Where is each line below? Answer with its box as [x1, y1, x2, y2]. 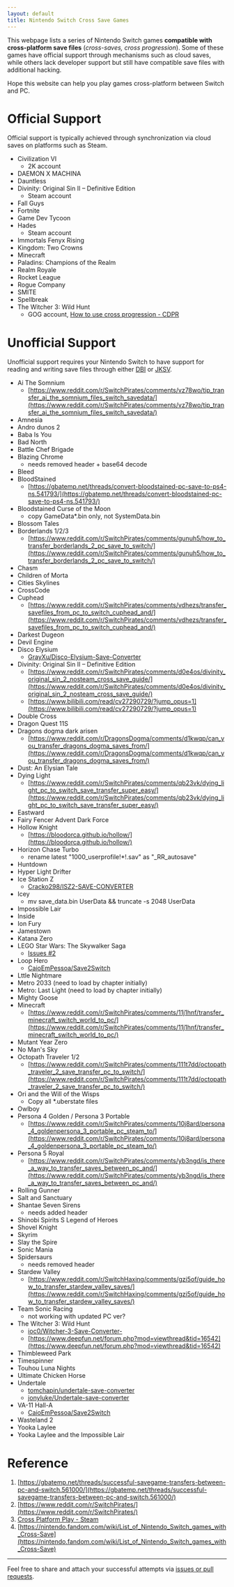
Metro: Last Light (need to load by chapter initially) [17, 986, 162, 994]
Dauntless [17, 177, 47, 185]
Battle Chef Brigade [17, 446, 75, 454]
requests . [7, 1572, 35, 1581]
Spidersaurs [17, 1253, 52, 1261]
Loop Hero [17, 957, 49, 965]
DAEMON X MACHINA [17, 169, 81, 178]
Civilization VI [17, 155, 57, 163]
